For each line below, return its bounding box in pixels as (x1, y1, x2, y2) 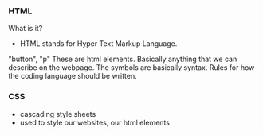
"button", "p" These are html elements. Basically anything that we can (8, 54, 237, 64)
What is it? (8, 24, 43, 33)
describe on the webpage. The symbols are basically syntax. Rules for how (8, 63, 255, 72)
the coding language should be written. (8, 71, 137, 81)
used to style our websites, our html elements (19, 118, 170, 127)
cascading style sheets (19, 109, 96, 118)
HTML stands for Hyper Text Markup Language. (19, 39, 178, 48)
